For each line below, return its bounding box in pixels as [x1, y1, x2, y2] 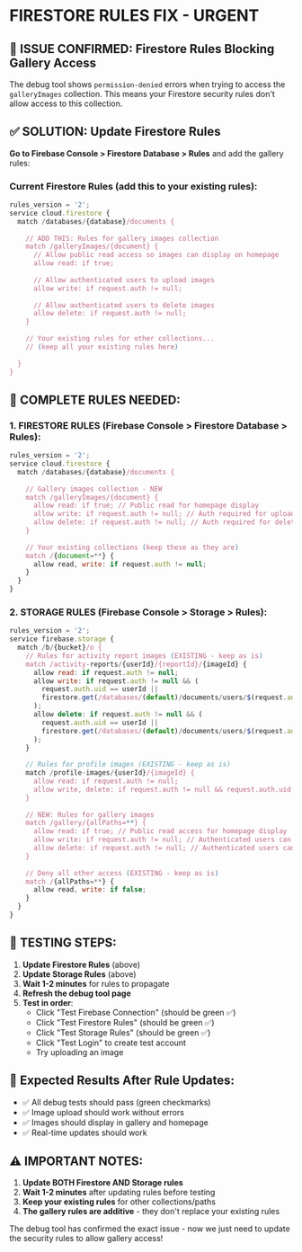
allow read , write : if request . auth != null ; [32, 559, 207, 569]
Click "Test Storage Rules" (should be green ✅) [35, 1026, 211, 1038]
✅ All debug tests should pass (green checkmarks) [22, 1097, 211, 1107]
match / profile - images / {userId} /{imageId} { [25, 768, 195, 777]
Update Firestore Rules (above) [22, 959, 141, 970]
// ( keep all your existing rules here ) [25, 342, 179, 351]
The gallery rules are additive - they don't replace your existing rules [22, 1206, 280, 1217]
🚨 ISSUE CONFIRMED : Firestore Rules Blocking [9, 41, 275, 57]
